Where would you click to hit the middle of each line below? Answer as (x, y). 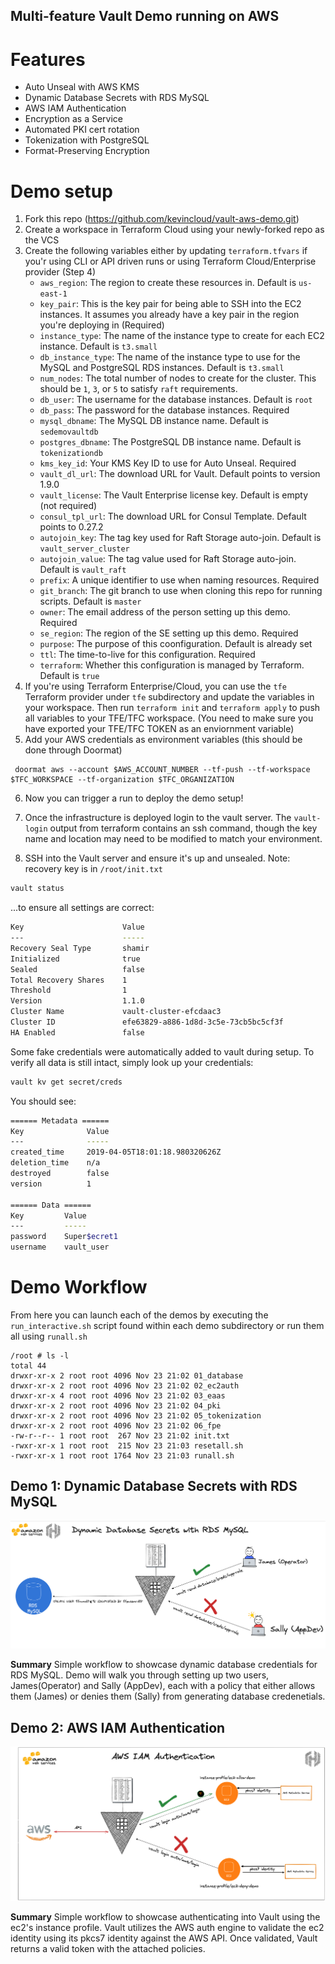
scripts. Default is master (90, 601)
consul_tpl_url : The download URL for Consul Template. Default (173, 516)
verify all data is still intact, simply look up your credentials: (132, 1062)
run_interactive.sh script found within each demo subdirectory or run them (167, 1325)
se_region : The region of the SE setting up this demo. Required (169, 633)
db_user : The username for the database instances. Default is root (176, 400)
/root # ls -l (40, 1355)
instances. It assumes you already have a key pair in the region (169, 315)
